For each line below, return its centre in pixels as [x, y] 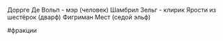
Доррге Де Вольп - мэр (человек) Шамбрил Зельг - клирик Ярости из [112, 10]
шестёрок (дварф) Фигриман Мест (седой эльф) [79, 17]
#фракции [22, 30]
